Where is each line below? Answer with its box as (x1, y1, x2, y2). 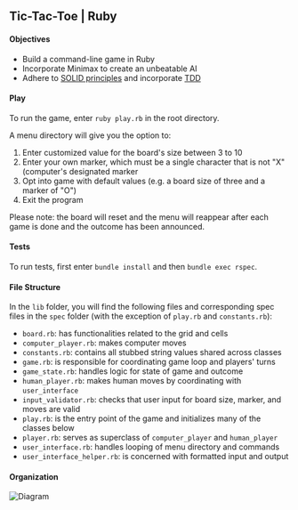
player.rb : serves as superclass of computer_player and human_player (21, 433, 278, 443)
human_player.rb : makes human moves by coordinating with (21, 376, 242, 386)
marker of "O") (21, 184, 77, 196)
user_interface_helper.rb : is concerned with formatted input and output (21, 451, 289, 462)
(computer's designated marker (21, 166, 139, 176)
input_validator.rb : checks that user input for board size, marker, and (21, 394, 282, 405)
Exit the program (21, 194, 84, 205)
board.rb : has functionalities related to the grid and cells (21, 328, 229, 339)
